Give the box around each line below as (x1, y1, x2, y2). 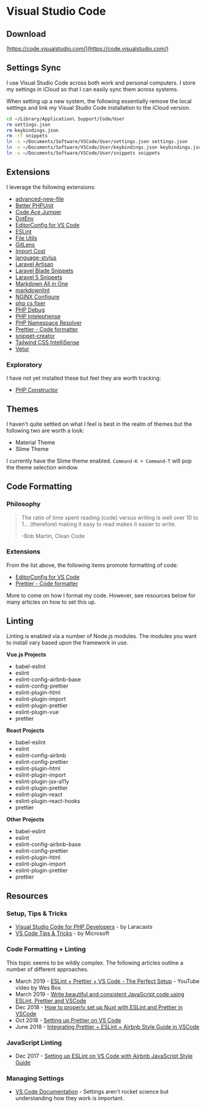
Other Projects (6, 815, 45, 823)
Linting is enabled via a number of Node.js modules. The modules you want (6, 632, 197, 639)
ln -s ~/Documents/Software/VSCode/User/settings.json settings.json (6, 139, 188, 145)
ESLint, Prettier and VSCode (15, 997, 87, 1004)
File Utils (15, 234, 38, 242)
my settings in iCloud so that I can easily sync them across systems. (6, 85, 179, 93)
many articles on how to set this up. (6, 598, 96, 606)
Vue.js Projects (6, 650, 47, 658)
